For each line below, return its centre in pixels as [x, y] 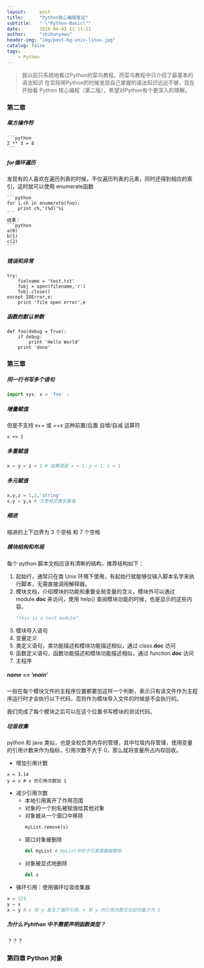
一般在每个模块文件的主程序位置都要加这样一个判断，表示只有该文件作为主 [100, 691]
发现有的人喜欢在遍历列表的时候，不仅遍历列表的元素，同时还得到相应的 [97, 179]
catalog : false [26, 46]
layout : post [29, 12]
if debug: [30, 337]
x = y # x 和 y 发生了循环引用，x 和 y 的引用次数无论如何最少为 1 [84, 910]
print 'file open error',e [52, 303]
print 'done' [34, 348]
